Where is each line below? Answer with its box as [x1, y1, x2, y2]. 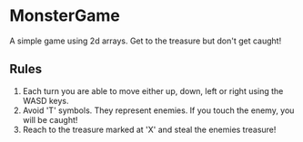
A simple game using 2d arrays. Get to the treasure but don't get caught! [9, 35, 282, 46]
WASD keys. [22, 95, 70, 106]
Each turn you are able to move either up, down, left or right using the [22, 85, 284, 96]
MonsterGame [9, 5, 120, 26]
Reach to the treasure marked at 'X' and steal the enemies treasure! [22, 124, 277, 135]
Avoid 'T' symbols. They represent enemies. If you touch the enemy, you [22, 105, 295, 116]
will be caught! [22, 114, 78, 125]
